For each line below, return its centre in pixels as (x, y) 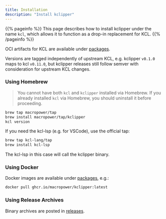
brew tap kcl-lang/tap (29, 140)
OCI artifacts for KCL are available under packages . (58, 49)
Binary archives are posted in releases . (45, 211)
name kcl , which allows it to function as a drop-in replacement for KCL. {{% (83, 34)
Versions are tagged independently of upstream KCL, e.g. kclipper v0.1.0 (80, 58)
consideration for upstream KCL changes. (48, 69)
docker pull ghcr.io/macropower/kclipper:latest (56, 187)
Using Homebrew (27, 82)
